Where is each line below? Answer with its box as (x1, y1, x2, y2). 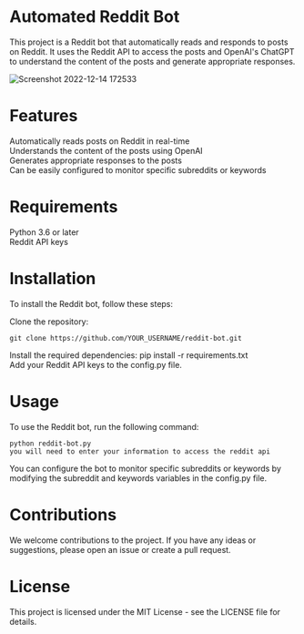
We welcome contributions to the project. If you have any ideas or (9, 535, 257, 546)
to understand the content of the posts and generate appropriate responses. (9, 56, 296, 66)
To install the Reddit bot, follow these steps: (9, 298, 174, 309)
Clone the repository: (9, 316, 89, 327)
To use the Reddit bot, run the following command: (9, 421, 199, 432)
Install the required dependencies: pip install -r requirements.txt (9, 349, 248, 361)
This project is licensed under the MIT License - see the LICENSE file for (9, 606, 280, 617)
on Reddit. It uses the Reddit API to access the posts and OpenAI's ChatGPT (9, 46, 295, 56)
